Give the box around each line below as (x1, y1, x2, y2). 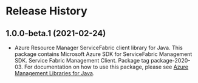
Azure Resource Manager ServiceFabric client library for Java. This (14, 44, 183, 51)
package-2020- (151, 57, 191, 64)
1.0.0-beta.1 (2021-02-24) (5, 28, 106, 38)
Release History (5, 4, 87, 18)
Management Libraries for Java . (14, 70, 95, 76)
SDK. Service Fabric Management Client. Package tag (14, 57, 150, 64)
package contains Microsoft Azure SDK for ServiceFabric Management (14, 51, 193, 58)
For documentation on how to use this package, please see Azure (24, 63, 189, 70)
